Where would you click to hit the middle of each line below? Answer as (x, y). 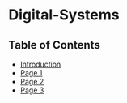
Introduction (40, 64)
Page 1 (31, 73)
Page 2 (32, 82)
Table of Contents (55, 45)
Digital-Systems (64, 15)
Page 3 (32, 90)
